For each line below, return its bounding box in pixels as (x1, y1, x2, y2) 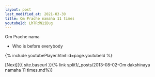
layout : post (5, 7, 31, 12)
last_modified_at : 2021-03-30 (5, 12, 66, 16)
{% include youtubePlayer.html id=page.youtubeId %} (5, 53, 113, 59)
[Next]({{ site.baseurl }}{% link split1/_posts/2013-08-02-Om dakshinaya (5, 62, 150, 68)
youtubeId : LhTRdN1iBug (5, 20, 53, 26)
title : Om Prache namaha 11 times (5, 16, 75, 21)
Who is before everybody (12, 43, 63, 49)
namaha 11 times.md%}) (5, 67, 53, 73)
